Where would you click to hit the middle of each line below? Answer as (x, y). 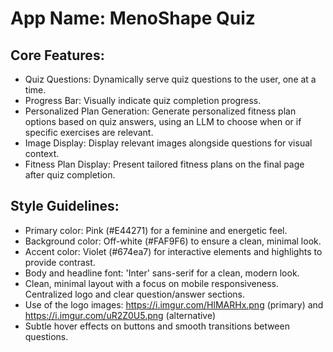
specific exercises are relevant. (89, 132)
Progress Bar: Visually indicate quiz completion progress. (143, 100)
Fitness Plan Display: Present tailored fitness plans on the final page (164, 164)
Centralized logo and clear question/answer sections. (135, 294)
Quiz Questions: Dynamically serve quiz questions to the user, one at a (170, 79)
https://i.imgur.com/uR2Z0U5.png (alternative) (120, 315)
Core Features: (57, 55)
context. (42, 153)
